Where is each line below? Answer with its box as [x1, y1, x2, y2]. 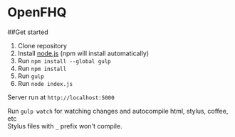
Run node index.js [17, 79, 73, 87]
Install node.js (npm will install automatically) [17, 49, 150, 57]
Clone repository [17, 41, 68, 50]
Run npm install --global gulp [17, 56, 112, 65]
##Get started [7, 28, 48, 36]
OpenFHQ [7, 4, 67, 21]
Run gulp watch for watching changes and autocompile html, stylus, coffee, [7, 106, 229, 115]
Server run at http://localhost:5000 [7, 93, 115, 102]
